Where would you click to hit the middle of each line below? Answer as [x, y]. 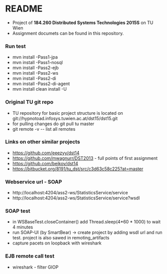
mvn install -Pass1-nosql [38, 63]
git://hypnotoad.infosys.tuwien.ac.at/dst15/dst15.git [65, 118]
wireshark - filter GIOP [35, 267]
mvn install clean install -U [40, 89]
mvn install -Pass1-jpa [35, 57]
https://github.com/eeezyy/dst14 [46, 153]
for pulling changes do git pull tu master [53, 124]
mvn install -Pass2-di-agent [41, 84]
